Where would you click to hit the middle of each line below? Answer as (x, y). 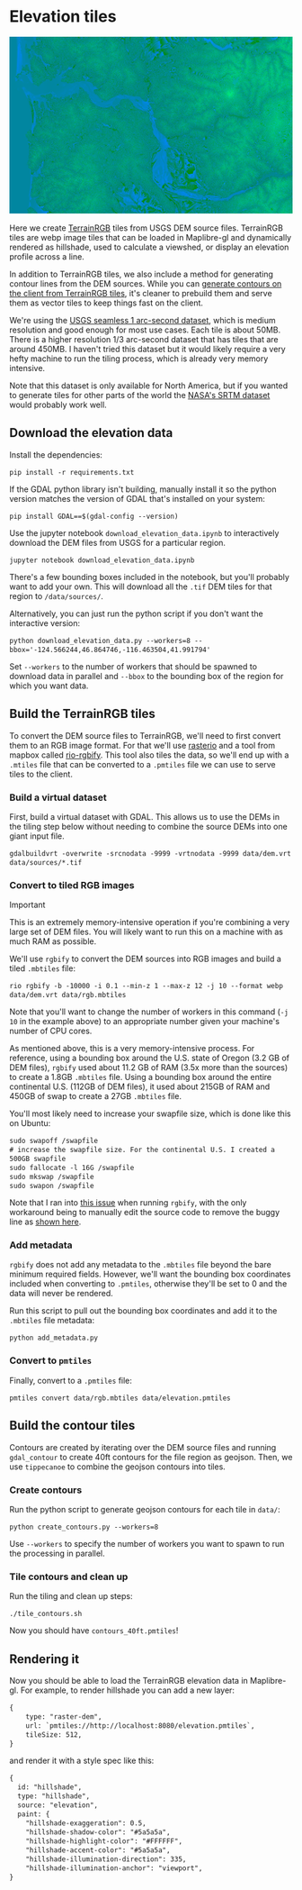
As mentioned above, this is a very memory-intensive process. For (132, 1049)
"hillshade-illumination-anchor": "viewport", (114, 1868)
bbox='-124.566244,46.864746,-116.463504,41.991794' (110, 650)
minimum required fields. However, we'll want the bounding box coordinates (150, 1274)
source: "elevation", (58, 1805)
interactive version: (45, 622)
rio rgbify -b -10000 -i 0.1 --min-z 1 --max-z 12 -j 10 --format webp (146, 986)
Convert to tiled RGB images (72, 885)
